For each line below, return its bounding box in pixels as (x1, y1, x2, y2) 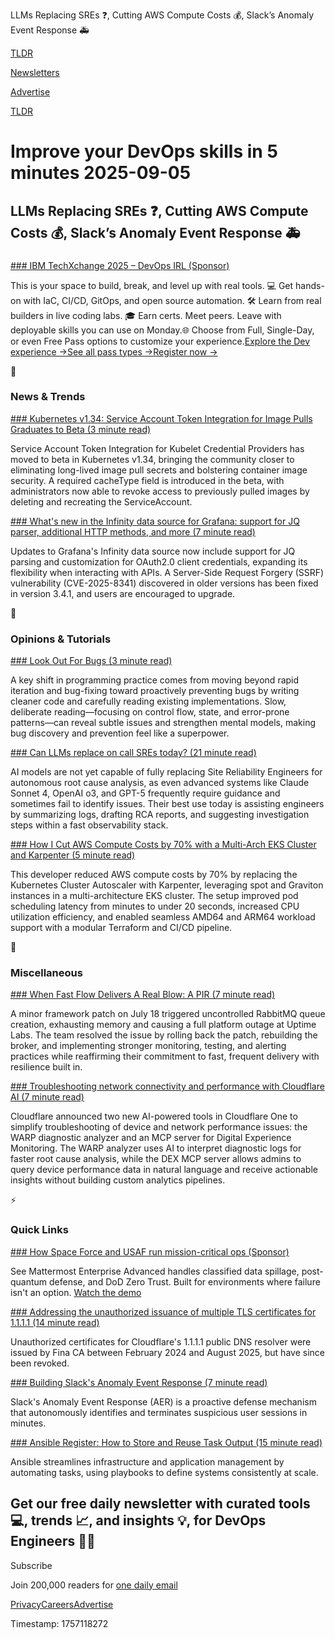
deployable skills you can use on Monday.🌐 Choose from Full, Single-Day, (10, 324, 315, 336)
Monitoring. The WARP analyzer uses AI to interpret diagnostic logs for (10, 1142, 302, 1154)
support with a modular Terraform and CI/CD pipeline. (10, 922, 233, 934)
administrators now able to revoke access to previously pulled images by (10, 485, 310, 497)
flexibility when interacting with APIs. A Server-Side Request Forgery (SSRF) (10, 566, 325, 578)
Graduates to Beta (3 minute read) (10, 423, 152, 435)
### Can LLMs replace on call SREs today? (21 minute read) (10, 747, 257, 759)
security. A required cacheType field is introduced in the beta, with (10, 474, 285, 486)
